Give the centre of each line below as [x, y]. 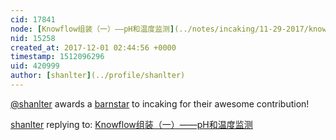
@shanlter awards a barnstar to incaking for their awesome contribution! [160, 103]
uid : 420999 [35, 66]
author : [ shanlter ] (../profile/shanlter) [98, 76]
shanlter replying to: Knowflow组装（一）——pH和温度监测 [131, 124]
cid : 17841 [33, 19]
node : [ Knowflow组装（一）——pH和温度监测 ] [92, 29]
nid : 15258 [33, 38]
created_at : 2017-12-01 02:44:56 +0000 [93, 47]
